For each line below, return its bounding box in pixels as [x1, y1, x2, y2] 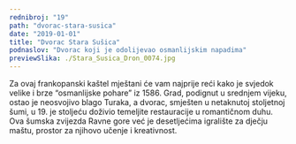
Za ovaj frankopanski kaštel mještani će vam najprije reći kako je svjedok [9, 79, 274, 88]
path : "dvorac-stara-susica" [9, 21, 117, 30]
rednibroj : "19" [9, 12, 69, 22]
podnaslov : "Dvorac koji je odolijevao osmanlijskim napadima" [9, 46, 247, 55]
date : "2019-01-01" [9, 29, 81, 38]
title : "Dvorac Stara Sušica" [9, 37, 121, 47]
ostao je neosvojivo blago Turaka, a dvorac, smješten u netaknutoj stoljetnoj [9, 97, 285, 107]
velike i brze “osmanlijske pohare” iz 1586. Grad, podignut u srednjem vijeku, [9, 87, 287, 98]
